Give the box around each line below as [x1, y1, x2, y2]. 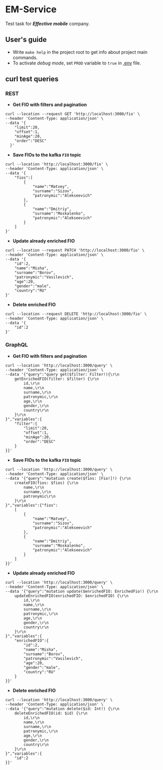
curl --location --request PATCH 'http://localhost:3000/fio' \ [5, 248, 145, 253]
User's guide [5, 35, 47, 44]
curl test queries [5, 75, 59, 83]
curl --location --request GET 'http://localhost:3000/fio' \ [5, 112, 140, 117]
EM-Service [5, 4, 57, 15]
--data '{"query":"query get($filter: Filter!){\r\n [5, 372, 120, 377]
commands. [12, 54, 38, 60]
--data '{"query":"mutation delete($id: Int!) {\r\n [5, 706, 120, 711]
